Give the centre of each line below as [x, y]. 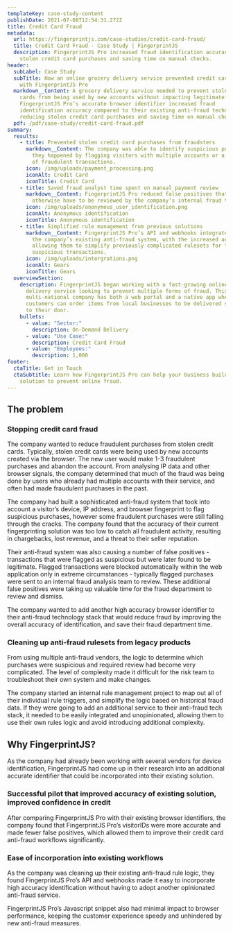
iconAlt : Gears [48, 265]
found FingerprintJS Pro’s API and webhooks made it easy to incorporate [111, 880]
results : [26, 136]
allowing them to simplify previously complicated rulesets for [127, 246]
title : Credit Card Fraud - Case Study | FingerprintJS [96, 46]
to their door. [48, 310]
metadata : [21, 33]
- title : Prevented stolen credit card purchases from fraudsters [118, 143]
